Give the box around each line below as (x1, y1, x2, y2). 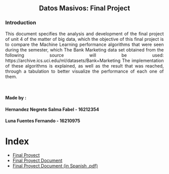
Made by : (5, 95, 27, 101)
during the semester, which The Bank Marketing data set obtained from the (5, 46, 164, 52)
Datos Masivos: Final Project (39, 4, 130, 13)
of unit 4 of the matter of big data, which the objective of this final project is (5, 36, 164, 42)
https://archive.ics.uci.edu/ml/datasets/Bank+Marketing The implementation (5, 57, 164, 64)
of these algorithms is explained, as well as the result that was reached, (5, 63, 164, 69)
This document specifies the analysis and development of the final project (5, 30, 164, 37)
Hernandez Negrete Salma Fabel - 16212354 (5, 106, 100, 112)
